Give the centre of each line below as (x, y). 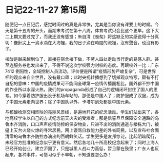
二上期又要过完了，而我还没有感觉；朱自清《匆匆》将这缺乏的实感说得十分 (80, 36)
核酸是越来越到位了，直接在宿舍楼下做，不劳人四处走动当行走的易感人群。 (80, 59)
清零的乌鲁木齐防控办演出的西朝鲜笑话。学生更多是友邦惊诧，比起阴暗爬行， (82, 136)
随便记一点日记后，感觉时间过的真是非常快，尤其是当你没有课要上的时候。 (80, 24)
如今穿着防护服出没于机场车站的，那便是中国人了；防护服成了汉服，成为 (86, 95)
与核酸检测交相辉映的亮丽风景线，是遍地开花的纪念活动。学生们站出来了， (80, 112)
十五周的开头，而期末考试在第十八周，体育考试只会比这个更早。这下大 (88, 30)
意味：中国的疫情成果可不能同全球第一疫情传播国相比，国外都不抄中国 (88, 83)
